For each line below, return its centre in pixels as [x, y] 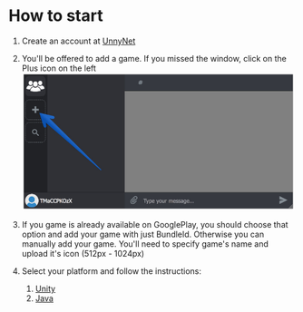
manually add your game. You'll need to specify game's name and [145, 244]
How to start [56, 16]
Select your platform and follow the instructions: [111, 271]
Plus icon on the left [59, 68]
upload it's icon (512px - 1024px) [83, 254]
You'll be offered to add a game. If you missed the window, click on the [154, 58]
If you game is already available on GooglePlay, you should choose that [155, 225]
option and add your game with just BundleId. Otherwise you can [143, 234]
